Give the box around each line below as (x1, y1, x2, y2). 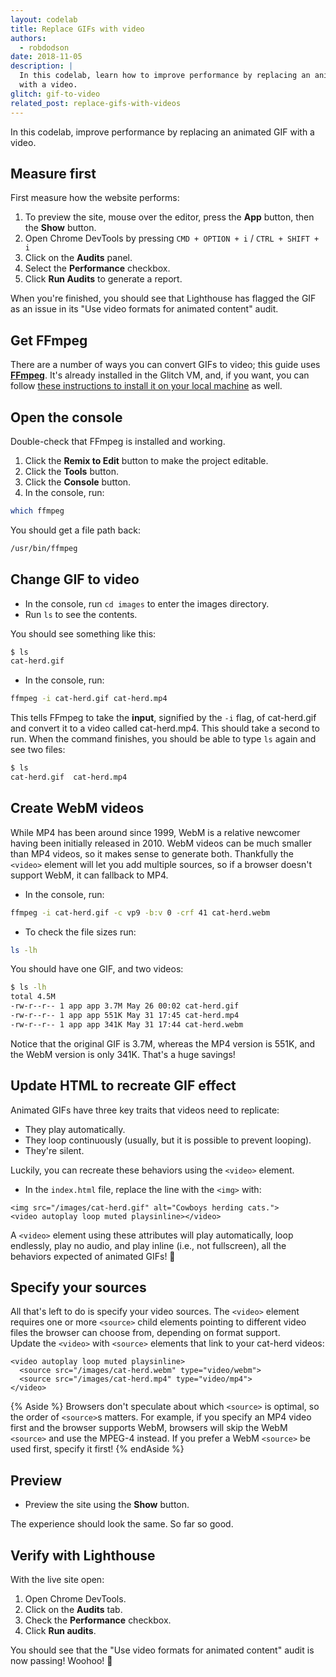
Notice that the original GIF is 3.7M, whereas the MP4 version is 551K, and (10, 1037, 316, 1050)
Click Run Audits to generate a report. (24, 273, 183, 285)
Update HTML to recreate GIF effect (10, 1077, 237, 1095)
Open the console (10, 409, 123, 426)
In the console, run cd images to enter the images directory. (24, 597, 270, 610)
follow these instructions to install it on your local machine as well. (10, 380, 283, 392)
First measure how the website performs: (10, 192, 180, 204)
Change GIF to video (10, 571, 140, 588)
